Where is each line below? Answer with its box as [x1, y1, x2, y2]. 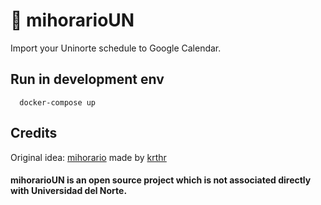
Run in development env [10, 71, 165, 88]
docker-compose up [19, 97, 97, 108]
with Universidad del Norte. [10, 185, 128, 197]
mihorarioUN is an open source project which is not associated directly [10, 174, 312, 186]
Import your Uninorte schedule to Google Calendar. [10, 42, 222, 54]
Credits [10, 125, 58, 142]
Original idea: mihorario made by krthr [10, 151, 167, 163]
